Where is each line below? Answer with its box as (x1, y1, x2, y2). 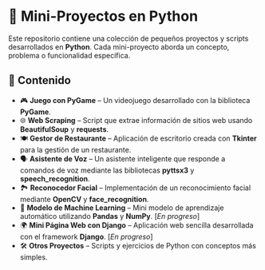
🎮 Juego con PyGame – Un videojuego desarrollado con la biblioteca (19, 95, 251, 105)
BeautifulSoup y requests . (19, 124, 109, 134)
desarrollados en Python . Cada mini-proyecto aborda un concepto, (8, 42, 230, 51)
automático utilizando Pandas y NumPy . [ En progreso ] (19, 211, 200, 220)
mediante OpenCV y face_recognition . (19, 194, 149, 204)
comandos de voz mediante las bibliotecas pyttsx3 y (19, 165, 195, 175)
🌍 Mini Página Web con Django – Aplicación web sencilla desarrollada (19, 220, 254, 230)
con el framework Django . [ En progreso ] (19, 232, 153, 241)
